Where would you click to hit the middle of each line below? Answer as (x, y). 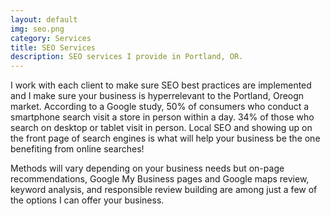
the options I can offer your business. (87, 200)
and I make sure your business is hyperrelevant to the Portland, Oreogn (157, 96)
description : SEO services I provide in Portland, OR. (127, 57)
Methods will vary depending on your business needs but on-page (147, 168)
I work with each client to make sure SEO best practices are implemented (161, 85)
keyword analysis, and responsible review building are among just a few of (164, 190)
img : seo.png (37, 29)
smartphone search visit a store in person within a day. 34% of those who (162, 117)
